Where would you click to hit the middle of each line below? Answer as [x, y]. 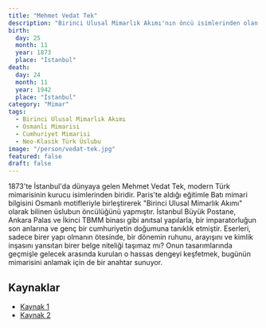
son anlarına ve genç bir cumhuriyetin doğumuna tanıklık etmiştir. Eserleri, [129, 228]
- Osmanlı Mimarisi [48, 127]
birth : [19, 30]
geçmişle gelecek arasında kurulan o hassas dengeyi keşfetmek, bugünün [129, 254]
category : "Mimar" [39, 104]
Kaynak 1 [35, 307]
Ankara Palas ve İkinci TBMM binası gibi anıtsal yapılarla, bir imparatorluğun [132, 221]
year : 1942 [33, 90]
